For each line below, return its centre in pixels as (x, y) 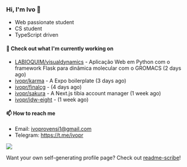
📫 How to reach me (31, 113)
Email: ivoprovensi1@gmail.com (53, 129)
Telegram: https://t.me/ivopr (49, 135)
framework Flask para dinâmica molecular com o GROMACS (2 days (98, 68)
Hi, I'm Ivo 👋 (24, 9)
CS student (28, 28)
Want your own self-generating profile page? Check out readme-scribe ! (93, 158)
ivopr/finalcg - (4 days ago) (48, 87)
